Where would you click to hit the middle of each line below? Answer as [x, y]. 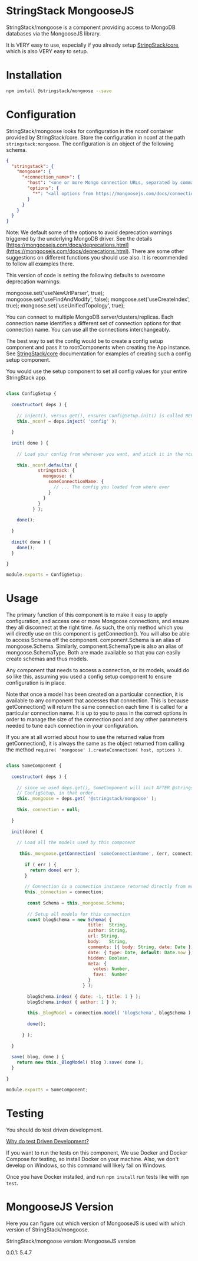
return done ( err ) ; [55, 870]
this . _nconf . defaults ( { [47, 465]
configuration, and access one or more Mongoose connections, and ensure [98, 621]
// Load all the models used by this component [76, 843]
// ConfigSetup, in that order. [56, 793]
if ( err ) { [41, 864]
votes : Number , [112, 969]
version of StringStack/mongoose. [48, 1229]
